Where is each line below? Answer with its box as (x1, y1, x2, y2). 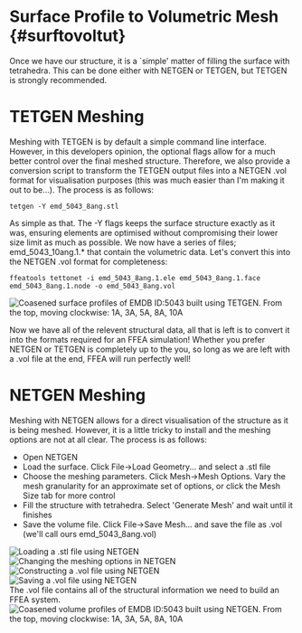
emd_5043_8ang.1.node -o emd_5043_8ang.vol (9, 281, 176, 290)
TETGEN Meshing (9, 107, 145, 128)
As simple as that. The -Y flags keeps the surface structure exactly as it (9, 217, 276, 228)
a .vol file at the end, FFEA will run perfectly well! (9, 353, 192, 364)
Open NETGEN (22, 451, 79, 462)
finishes (22, 509, 52, 520)
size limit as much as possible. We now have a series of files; (9, 237, 237, 248)
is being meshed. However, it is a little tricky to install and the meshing (9, 424, 271, 435)
